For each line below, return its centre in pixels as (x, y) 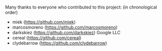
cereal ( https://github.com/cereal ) (47, 38)
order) (12, 12)
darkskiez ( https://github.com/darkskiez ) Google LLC (66, 32)
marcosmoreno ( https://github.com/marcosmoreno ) (65, 27)
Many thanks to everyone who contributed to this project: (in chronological (81, 7)
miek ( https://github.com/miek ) (44, 22)
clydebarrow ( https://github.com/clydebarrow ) (60, 43)
